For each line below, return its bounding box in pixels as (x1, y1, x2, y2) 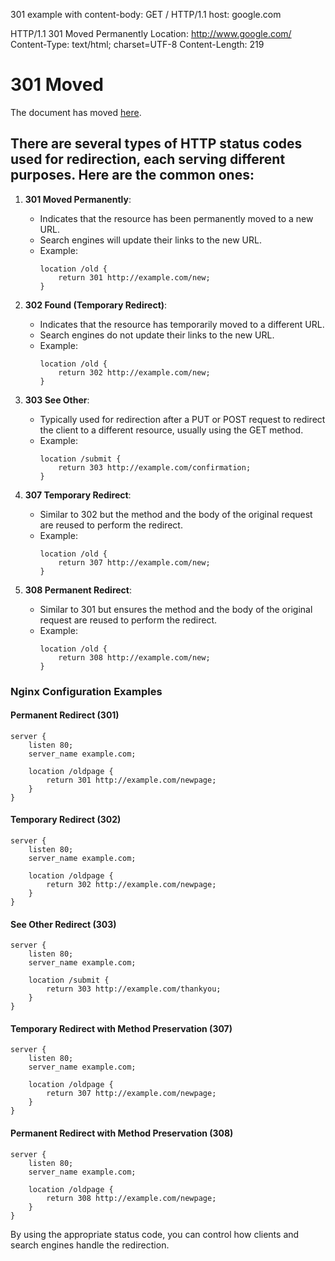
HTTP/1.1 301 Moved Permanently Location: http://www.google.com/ (10, 28, 292, 39)
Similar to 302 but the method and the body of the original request (39, 508, 313, 520)
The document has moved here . (10, 106, 142, 118)
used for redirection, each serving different (10, 151, 286, 168)
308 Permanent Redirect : (24, 584, 133, 596)
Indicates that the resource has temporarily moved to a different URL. (39, 318, 325, 330)
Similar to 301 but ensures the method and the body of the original (39, 603, 313, 615)
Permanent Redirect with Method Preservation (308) (10, 1127, 234, 1139)
